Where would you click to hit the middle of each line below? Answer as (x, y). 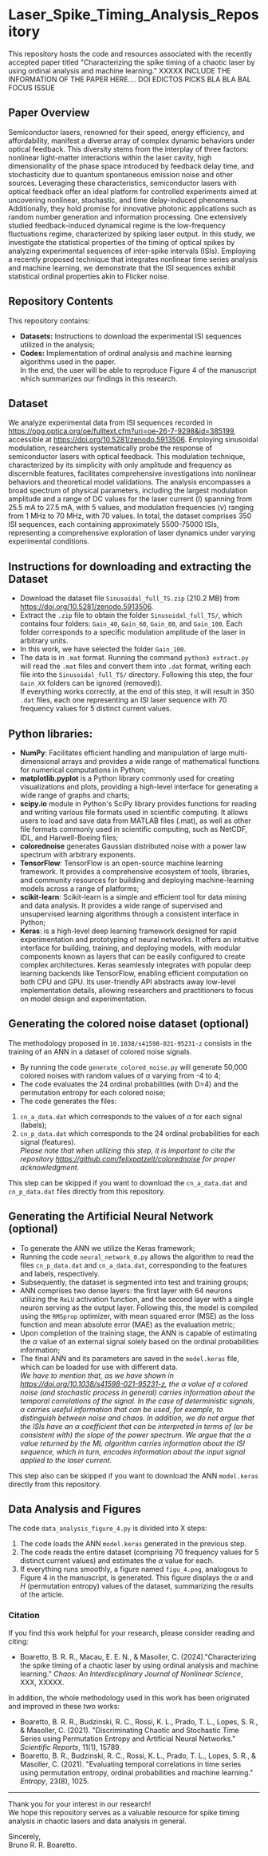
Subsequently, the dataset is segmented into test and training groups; (134, 1282)
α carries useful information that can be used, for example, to (121, 1409)
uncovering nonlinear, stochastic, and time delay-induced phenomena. (124, 200)
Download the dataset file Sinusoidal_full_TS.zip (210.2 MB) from (130, 598)
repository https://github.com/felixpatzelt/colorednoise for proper (128, 1158)
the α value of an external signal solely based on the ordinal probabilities (139, 1341)
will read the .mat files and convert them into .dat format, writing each (135, 666)
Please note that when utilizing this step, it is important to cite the (127, 1150)
